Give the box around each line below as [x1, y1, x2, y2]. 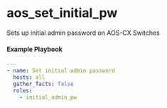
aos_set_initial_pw [6, 5, 118, 21]
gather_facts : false [13, 80, 74, 87]
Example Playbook [6, 45, 63, 53]
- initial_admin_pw [19, 94, 77, 101]
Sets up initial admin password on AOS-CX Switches [6, 28, 161, 37]
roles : [13, 87, 33, 94]
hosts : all [13, 73, 45, 81]
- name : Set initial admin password [6, 67, 115, 75]
